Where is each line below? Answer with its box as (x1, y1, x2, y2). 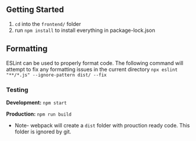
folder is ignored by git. (14, 128, 72, 135)
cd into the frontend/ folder (14, 20, 81, 27)
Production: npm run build (6, 110, 72, 117)
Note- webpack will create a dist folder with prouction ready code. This (14, 122, 190, 129)
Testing (6, 86, 28, 94)
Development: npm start (6, 99, 67, 106)
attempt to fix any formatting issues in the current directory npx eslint (6, 65, 178, 73)
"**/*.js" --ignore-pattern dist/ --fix (6, 72, 107, 78)
